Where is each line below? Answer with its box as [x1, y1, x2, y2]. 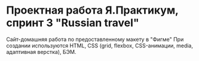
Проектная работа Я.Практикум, [6, 4, 179, 17]
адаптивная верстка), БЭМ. [6, 48, 76, 55]
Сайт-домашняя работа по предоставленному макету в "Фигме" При [6, 36, 184, 43]
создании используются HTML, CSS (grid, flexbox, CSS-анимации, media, [6, 42, 193, 49]
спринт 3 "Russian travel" [6, 16, 139, 30]
